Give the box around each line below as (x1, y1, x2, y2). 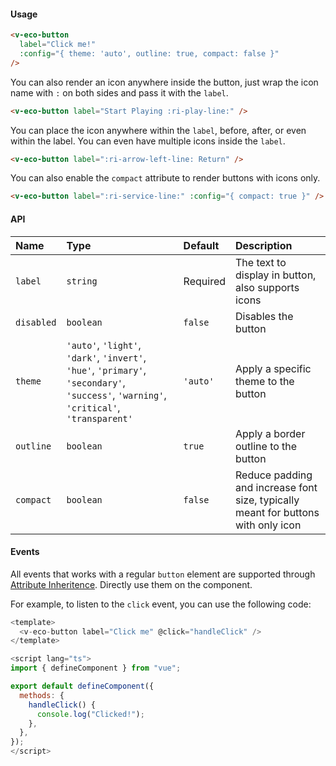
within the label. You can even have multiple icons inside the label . (10, 135, 286, 147)
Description (235, 238, 293, 252)
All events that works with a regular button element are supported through (10, 568, 316, 580)
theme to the (235, 374, 295, 388)
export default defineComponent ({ (10, 681, 155, 692)
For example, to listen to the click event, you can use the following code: (10, 598, 312, 610)
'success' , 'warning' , (66, 388, 167, 402)
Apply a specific (235, 361, 312, 375)
